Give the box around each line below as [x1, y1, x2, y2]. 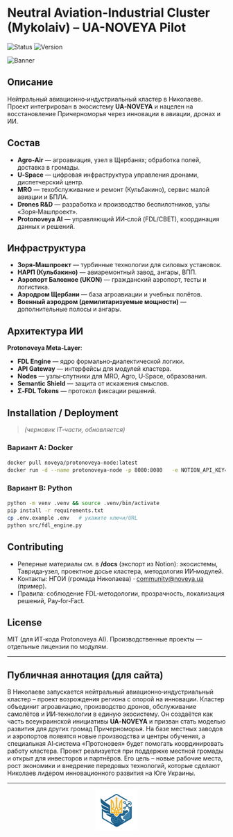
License [7, 617, 42, 629]
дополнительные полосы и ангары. [17, 305, 122, 314]
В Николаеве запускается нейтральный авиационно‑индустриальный [7, 687, 214, 696]
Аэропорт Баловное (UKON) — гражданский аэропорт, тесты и [17, 276, 207, 284]
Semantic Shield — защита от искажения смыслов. [17, 379, 169, 388]
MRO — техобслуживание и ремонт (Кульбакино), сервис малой [17, 185, 210, 193]
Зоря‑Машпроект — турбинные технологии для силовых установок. [17, 261, 223, 269]
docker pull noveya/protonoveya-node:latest [7, 459, 138, 467]
